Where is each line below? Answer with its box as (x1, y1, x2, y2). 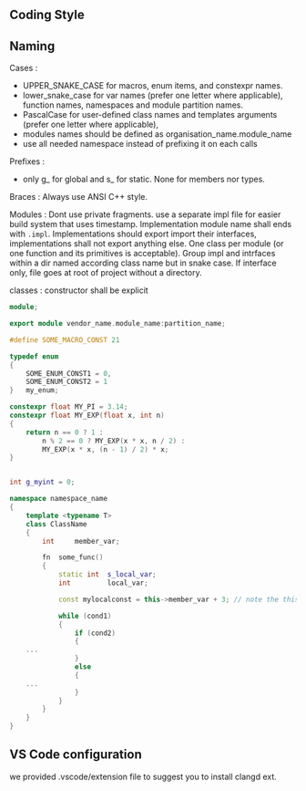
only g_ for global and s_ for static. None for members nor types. (22, 173, 266, 185)
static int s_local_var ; (57, 570, 157, 579)
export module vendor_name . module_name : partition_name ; (9, 319, 226, 328)
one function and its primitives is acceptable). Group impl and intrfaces (9, 248, 276, 259)
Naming (9, 38, 56, 54)
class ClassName (25, 519, 88, 528)
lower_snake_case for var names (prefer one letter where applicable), (22, 90, 284, 101)
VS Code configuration (9, 747, 143, 763)
